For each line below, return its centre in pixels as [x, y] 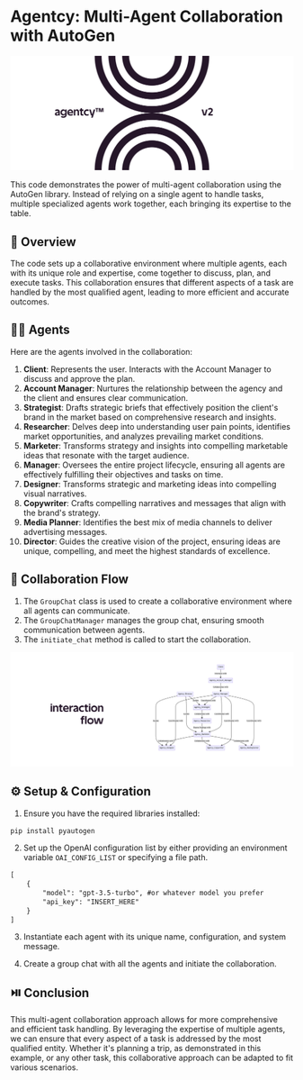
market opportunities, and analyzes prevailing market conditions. [143, 436]
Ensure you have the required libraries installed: [111, 813]
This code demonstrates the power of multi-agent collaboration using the [146, 185]
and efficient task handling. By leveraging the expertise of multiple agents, [148, 1029]
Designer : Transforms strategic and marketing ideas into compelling [150, 484]
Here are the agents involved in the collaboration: [101, 351]
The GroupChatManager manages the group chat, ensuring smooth [143, 620]
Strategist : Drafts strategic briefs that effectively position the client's [151, 407]
